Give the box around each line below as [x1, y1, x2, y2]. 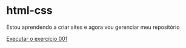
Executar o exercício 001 [6, 35, 68, 42]
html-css [6, 4, 53, 17]
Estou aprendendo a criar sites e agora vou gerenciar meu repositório [6, 23, 180, 31]
